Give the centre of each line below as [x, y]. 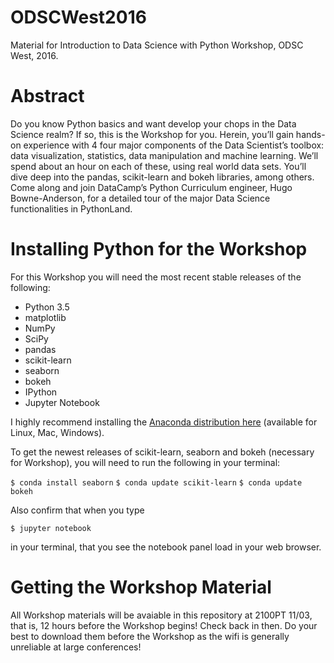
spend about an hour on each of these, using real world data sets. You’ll [158, 166]
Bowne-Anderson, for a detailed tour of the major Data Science [140, 198]
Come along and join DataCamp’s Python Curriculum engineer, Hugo [151, 187]
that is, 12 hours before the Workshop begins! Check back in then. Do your [164, 625]
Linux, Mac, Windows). [57, 432]
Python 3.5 [47, 307]
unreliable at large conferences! [76, 647]
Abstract [47, 96]
